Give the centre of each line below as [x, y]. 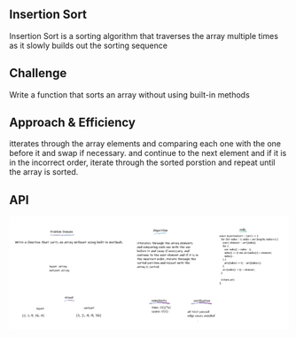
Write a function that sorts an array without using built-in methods [129, 94]
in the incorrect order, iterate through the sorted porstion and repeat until [142, 162]
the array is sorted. [44, 172]
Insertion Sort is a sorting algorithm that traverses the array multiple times [144, 35]
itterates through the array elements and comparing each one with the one [145, 144]
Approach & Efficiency [72, 123]
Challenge [38, 73]
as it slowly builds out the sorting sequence [89, 45]
